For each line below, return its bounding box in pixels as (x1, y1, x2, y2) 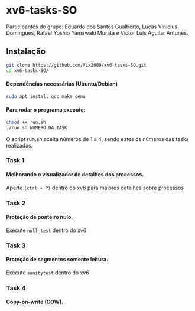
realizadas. (6, 142, 33, 149)
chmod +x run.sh (6, 119, 46, 125)
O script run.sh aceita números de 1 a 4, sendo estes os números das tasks (6, 135, 189, 142)
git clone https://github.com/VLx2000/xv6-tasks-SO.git (6, 62, 147, 68)
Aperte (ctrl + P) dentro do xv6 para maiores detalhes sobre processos (6, 184, 184, 191)
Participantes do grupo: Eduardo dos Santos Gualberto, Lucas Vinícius (6, 23, 178, 30)
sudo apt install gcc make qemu (6, 93, 86, 99)
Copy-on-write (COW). (6, 299, 64, 306)
